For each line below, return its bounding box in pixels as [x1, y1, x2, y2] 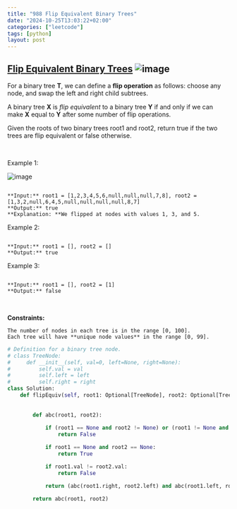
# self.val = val [7, 365, 83, 373]
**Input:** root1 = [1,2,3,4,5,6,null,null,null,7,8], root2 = [7, 192, 197, 199]
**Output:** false [7, 287, 61, 294]
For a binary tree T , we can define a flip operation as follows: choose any [7, 81, 221, 90]
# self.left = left [7, 372, 90, 379]
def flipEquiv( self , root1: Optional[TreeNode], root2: [20, 392, 188, 399]
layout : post [7, 37, 46, 44]
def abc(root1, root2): [32, 411, 102, 419]
